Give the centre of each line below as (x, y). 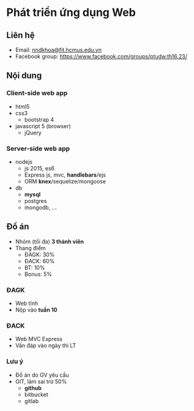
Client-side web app (37, 93)
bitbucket (36, 394)
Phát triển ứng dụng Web (71, 13)
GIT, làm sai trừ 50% (41, 381)
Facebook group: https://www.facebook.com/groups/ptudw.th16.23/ (101, 56)
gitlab (31, 401)
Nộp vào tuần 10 (36, 310)
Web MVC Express (39, 339)
